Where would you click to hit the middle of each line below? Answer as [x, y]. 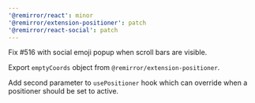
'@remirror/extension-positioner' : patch [77, 23]
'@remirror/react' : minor [51, 15]
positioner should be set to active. [64, 91]
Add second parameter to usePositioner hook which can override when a [128, 83]
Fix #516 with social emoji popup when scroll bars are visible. [108, 53]
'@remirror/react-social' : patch [63, 30]
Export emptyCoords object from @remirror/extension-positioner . [114, 68]
